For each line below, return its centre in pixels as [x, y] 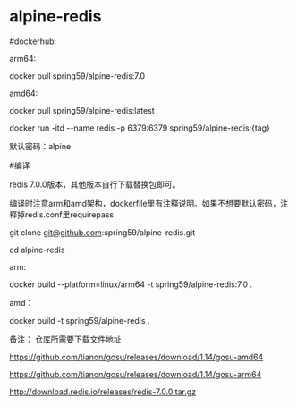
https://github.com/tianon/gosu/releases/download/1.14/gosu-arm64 [136, 374]
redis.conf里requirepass [69, 214]
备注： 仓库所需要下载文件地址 [65, 339]
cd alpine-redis [37, 250]
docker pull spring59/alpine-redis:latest [82, 110]
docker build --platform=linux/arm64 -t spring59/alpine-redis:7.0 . [131, 284]
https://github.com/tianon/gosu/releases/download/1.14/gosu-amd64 [136, 357]
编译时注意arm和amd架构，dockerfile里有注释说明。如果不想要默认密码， [145, 203]
